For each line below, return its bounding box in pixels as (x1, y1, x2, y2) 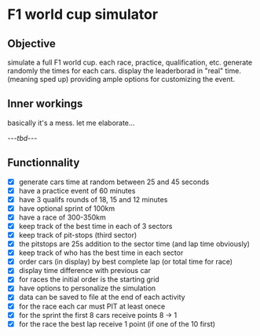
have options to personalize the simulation (18, 283, 156, 293)
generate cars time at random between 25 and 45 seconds (18, 177, 210, 186)
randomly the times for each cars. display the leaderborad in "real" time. (7, 66, 241, 76)
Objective (7, 37, 57, 50)
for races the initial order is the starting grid (18, 275, 160, 284)
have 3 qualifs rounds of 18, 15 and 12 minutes (18, 194, 168, 204)
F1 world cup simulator (7, 6, 159, 24)
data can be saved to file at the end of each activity (18, 293, 185, 302)
